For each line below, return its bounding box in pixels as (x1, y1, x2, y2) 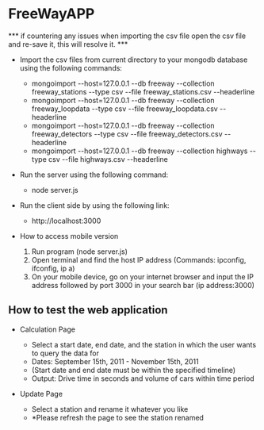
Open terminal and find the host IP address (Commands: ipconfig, (31, 255, 247, 264)
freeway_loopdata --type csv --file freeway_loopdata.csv (31, 104, 218, 113)
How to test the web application (8, 303, 168, 317)
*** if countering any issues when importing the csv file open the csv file (8, 31, 247, 40)
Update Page (19, 389, 63, 398)
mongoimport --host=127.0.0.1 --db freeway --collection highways (31, 146, 248, 155)
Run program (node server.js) (31, 247, 128, 256)
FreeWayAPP (8, 5, 95, 23)
